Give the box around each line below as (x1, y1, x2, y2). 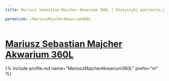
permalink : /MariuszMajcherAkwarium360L (5, 16, 92, 22)
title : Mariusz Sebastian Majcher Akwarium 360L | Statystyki (5, 7, 138, 13)
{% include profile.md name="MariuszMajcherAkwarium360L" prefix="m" (5, 65, 158, 71)
